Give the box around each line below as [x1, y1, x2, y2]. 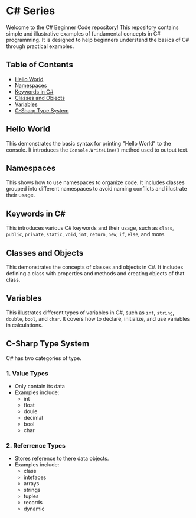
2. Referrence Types [6, 441, 66, 449]
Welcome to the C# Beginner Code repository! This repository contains [6, 24, 179, 31]
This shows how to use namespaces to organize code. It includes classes [6, 179, 185, 186]
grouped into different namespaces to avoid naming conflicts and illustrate [6, 185, 187, 192]
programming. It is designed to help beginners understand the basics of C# [6, 36, 190, 43]
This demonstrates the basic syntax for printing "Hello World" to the [6, 140, 171, 147]
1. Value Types [6, 369, 48, 377]
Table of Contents [6, 60, 74, 70]
